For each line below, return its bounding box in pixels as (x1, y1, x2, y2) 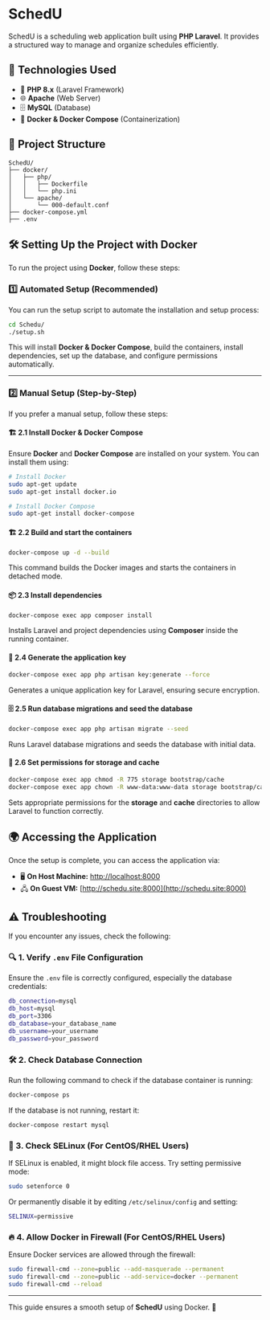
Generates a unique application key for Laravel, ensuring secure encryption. (8, 685, 260, 695)
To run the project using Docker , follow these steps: (8, 263, 181, 273)
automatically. (8, 359, 55, 370)
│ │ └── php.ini (8, 186, 78, 195)
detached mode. (8, 571, 63, 581)
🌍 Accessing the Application (8, 830, 157, 844)
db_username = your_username (8, 1027, 99, 1035)
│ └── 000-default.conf (8, 201, 110, 209)
